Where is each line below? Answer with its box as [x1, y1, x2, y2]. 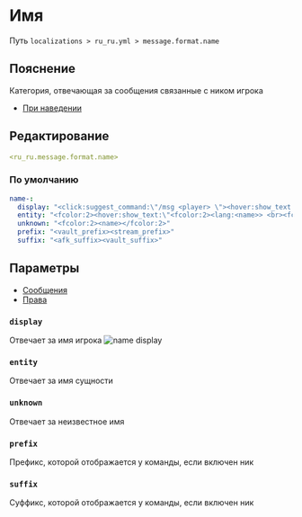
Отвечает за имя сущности [9, 375, 114, 387]
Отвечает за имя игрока [9, 334, 102, 346]
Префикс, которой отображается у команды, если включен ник [9, 456, 254, 468]
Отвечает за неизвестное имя [9, 415, 125, 427]
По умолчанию [9, 174, 79, 186]
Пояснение [9, 61, 76, 76]
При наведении [22, 103, 83, 113]
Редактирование [9, 129, 110, 144]
